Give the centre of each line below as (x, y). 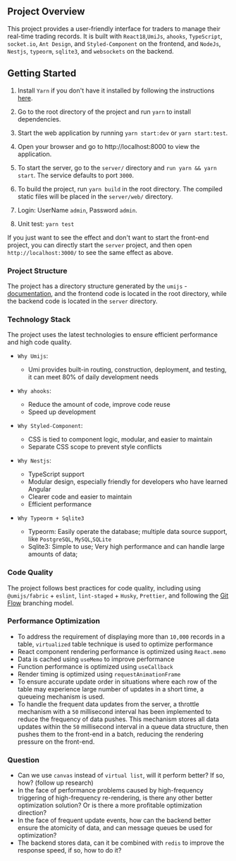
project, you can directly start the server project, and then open (100, 245)
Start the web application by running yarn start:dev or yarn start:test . (123, 133)
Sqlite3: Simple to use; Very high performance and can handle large (126, 547)
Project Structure (37, 271)
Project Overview (46, 12)
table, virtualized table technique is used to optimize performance (115, 644)
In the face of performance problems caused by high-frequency (110, 790)
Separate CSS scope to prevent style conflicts (95, 447)
